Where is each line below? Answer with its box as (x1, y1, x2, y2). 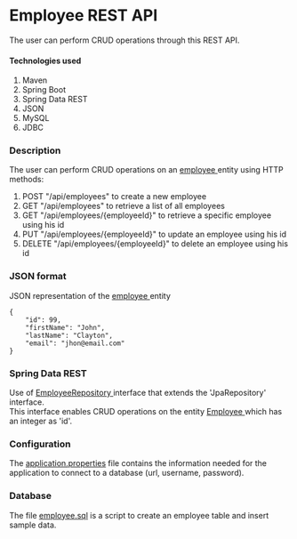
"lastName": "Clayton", (25, 331, 114, 340)
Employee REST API (9, 5, 158, 26)
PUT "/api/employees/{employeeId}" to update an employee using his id (21, 229, 287, 240)
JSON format (9, 270, 67, 283)
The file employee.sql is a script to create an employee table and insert (9, 510, 269, 520)
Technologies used (9, 55, 82, 66)
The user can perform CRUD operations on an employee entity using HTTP (9, 165, 285, 175)
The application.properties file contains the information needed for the (9, 458, 268, 469)
